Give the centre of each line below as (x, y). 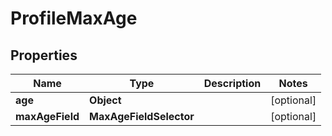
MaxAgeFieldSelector (142, 116)
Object (105, 100)
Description (232, 83)
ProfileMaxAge (74, 18)
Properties (44, 55)
